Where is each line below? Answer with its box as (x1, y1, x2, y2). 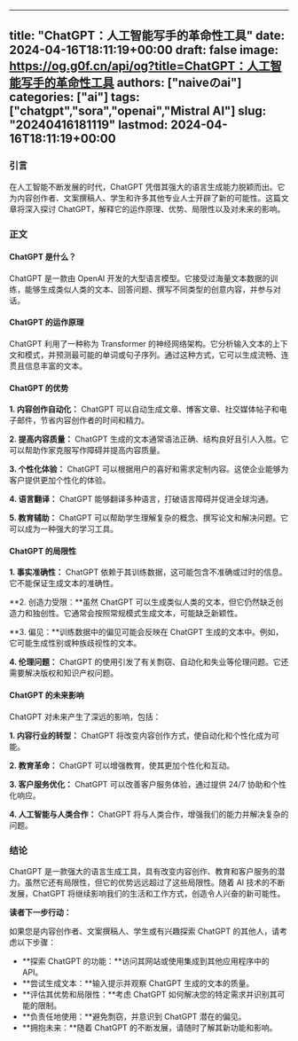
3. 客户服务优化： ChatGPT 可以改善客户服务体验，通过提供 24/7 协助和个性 (9, 779, 286, 789)
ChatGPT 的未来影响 (9, 690, 84, 701)
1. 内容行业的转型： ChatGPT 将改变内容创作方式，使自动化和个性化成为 (9, 730, 272, 740)
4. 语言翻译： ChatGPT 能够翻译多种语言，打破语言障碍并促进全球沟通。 (9, 494, 273, 505)
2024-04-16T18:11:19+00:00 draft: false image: (9, 43, 279, 58)
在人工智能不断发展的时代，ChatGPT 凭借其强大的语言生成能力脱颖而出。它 (9, 181, 286, 192)
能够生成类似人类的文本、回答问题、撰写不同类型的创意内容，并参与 (24, 284, 273, 294)
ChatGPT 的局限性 (9, 545, 77, 556)
